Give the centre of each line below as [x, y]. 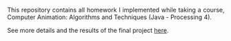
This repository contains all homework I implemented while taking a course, [116, 10]
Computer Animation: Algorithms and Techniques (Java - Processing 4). [110, 17]
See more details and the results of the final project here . [88, 30]
